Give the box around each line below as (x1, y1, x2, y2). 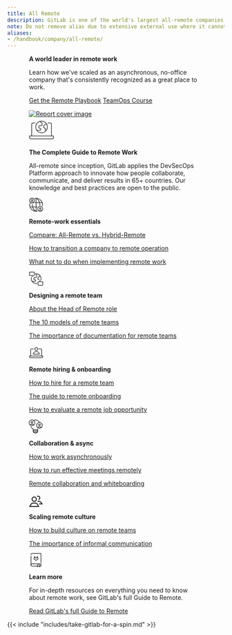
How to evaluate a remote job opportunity (28, 405, 147, 414)
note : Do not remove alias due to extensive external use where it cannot (7, 23, 227, 30)
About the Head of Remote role (28, 305, 117, 313)
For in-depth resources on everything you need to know (28, 586, 188, 595)
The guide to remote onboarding (28, 392, 122, 401)
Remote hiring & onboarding (28, 365, 111, 374)
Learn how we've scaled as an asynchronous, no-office (28, 68, 188, 77)
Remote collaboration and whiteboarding (28, 479, 145, 488)
